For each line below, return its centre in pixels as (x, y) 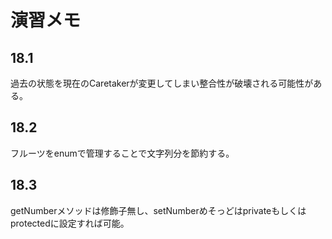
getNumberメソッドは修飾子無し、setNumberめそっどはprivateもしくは (158, 210)
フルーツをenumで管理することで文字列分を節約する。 (122, 153)
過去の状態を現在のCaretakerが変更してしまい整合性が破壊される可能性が (162, 83)
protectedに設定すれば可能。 (70, 223)
